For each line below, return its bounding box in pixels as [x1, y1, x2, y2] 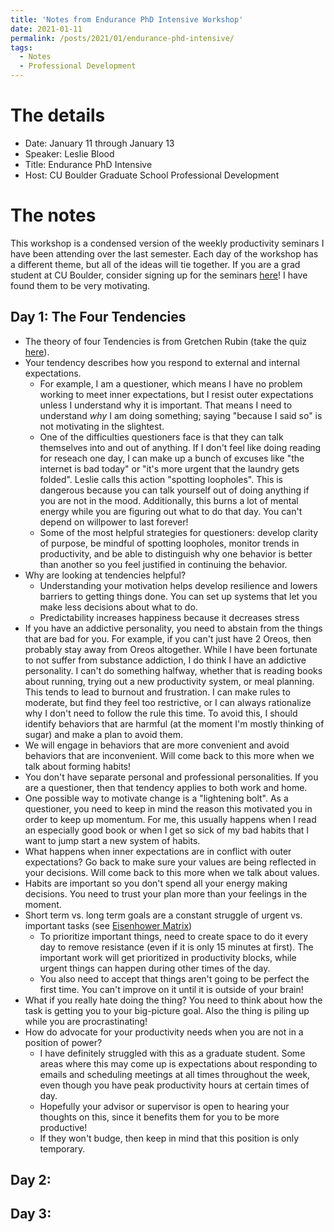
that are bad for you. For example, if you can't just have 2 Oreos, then [24, 632, 312, 645]
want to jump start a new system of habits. [24, 834, 201, 846]
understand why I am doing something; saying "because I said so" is [39, 409, 323, 421]
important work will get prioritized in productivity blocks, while [39, 951, 297, 963]
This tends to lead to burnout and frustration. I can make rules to [24, 686, 291, 698]
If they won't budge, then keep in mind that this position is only [39, 1132, 300, 1144]
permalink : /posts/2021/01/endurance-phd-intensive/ [10, 33, 235, 43]
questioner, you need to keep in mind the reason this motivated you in [24, 802, 313, 815]
